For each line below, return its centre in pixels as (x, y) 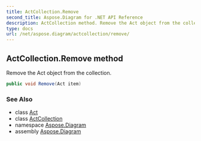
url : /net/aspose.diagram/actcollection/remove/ (68, 34)
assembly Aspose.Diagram (48, 131)
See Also (19, 99)
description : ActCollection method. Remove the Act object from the (93, 23)
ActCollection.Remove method (65, 58)
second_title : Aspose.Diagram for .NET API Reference (75, 17)
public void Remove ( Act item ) (44, 84)
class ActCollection (39, 119)
